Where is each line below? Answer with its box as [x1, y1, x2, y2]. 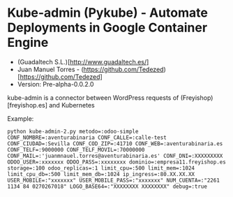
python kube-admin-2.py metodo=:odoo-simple [7, 128, 139, 135]
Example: [7, 114, 34, 123]
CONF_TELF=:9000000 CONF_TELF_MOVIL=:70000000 [7, 146, 145, 153]
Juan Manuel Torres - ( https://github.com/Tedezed [17, 65, 164, 73]
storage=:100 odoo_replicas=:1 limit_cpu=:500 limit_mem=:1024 [7, 164, 195, 172]
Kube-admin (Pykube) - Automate [7, 5, 208, 21]
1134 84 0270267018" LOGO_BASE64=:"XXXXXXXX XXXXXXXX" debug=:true [7, 183, 208, 190]
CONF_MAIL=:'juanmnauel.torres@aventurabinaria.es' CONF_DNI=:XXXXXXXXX [7, 152, 223, 159]
